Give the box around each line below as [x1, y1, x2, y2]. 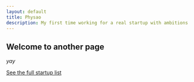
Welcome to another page [6, 42, 104, 52]
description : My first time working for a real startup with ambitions [6, 20, 188, 26]
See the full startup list [6, 69, 61, 76]
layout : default [6, 8, 47, 15]
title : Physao [6, 14, 42, 20]
